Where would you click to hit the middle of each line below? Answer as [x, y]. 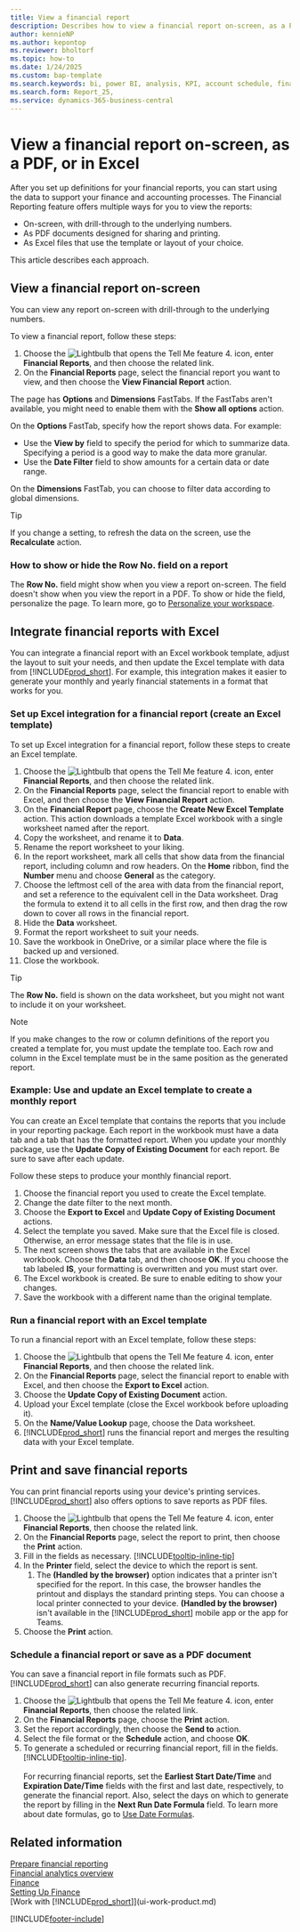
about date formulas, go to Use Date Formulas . [109, 1814]
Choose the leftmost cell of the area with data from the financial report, [153, 885]
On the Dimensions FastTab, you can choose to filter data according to [140, 489]
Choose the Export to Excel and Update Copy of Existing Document [149, 1212]
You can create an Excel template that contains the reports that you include [148, 1120]
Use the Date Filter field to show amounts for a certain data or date [146, 462]
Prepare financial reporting [59, 1864]
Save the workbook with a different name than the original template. [147, 1297]
